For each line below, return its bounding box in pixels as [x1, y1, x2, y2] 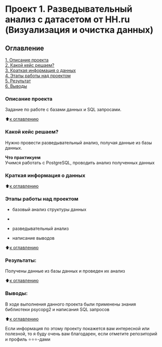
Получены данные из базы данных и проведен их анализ [5, 268, 126, 274]
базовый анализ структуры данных [12, 207, 87, 213]
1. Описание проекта [5, 57, 49, 63]
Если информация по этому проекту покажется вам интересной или [5, 325, 150, 331]
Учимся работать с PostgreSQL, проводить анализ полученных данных [5, 159, 155, 165]
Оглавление [5, 44, 44, 52]
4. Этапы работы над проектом [5, 73, 71, 78]
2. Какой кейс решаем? [5, 63, 55, 68]
